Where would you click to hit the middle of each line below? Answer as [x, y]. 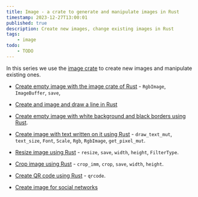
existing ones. [24, 74]
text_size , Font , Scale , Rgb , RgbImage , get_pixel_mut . [80, 140]
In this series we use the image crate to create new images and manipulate [99, 68]
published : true [27, 23]
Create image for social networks [56, 187]
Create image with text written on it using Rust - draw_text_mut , [94, 134]
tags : [13, 34]
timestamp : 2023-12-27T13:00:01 [47, 17]
